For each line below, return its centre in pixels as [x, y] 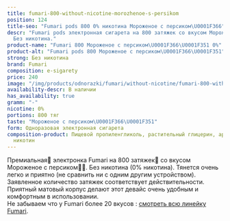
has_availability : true [41, 96]
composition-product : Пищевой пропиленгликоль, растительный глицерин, [111, 134]
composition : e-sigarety [42, 70]
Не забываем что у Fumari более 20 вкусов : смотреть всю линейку [107, 204]
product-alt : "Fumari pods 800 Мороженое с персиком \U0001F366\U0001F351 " [116, 52]
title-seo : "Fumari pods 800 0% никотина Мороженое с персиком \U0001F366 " [116, 26]
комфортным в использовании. [53, 196]
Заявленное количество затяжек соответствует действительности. [106, 182]
